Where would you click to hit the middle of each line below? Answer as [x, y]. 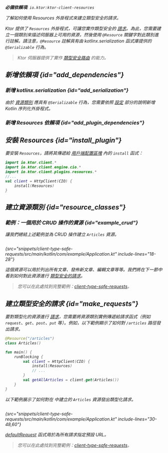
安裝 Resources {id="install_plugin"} [64, 140]
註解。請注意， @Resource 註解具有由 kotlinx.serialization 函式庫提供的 [81, 41]
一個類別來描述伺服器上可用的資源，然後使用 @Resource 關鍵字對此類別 [82, 35]
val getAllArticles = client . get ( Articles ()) [71, 380]
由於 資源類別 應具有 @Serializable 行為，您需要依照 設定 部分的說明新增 [80, 102]
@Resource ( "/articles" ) [30, 339]
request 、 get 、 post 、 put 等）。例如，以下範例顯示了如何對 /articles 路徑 [81, 323]
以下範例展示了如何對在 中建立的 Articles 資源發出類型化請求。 [71, 399]
